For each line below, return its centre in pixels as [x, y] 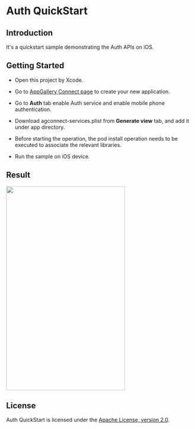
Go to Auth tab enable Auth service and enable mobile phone [89, 103]
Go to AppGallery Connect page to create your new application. [92, 91]
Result [18, 175]
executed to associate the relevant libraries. [68, 145]
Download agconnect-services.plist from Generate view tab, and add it [102, 120]
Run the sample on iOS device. [52, 156]
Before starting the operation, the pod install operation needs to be [96, 138]
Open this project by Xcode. [49, 80]
